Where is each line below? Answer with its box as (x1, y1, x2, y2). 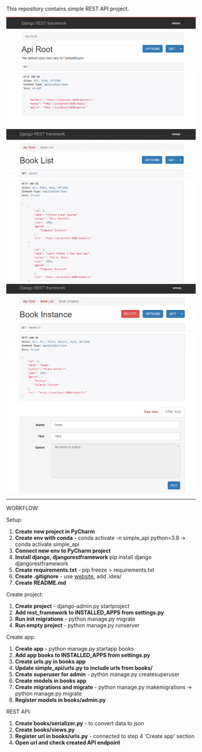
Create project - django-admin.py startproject (14, 602, 130, 610)
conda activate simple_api (14, 540, 80, 548)
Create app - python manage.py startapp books (14, 645, 134, 652)
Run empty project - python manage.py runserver (14, 621, 140, 629)
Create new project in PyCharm (14, 528, 95, 535)
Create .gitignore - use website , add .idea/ (14, 572, 122, 580)
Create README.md (14, 579, 66, 586)
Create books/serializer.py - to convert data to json (14, 719, 144, 727)
